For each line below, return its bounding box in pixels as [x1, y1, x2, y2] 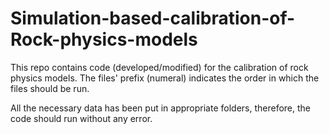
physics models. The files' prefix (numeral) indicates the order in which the [10, 72, 320, 84]
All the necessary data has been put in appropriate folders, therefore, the [10, 102, 311, 114]
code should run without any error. [10, 112, 153, 124]
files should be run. [10, 82, 90, 94]
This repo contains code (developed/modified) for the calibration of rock [10, 61, 309, 73]
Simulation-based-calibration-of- [10, 7, 296, 30]
